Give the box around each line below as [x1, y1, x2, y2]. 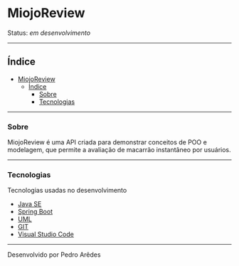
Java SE [17, 200, 42, 208]
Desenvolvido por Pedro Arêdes [7, 250, 101, 259]
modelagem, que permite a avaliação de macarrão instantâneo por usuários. [7, 146, 231, 154]
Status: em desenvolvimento [7, 28, 91, 37]
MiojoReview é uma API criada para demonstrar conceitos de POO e [7, 138, 208, 147]
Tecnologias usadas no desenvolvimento [7, 186, 127, 195]
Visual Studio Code [17, 230, 75, 239]
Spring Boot [17, 208, 53, 216]
